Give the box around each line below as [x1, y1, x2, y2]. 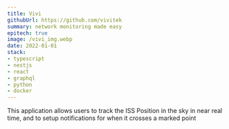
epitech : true [7, 29, 48, 37]
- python [7, 81, 33, 88]
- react [7, 68, 30, 75]
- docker [7, 87, 33, 94]
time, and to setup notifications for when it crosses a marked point [7, 114, 196, 122]
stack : [7, 49, 26, 56]
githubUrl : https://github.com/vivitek [7, 17, 122, 24]
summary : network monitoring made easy [7, 23, 122, 30]
